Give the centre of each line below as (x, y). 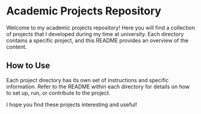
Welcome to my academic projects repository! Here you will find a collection (101, 28)
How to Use (28, 66)
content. (17, 47)
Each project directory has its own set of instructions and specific (88, 80)
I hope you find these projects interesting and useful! (72, 104)
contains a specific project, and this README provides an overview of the (97, 40)
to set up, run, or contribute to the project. (58, 93)
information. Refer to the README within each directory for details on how (98, 86)
